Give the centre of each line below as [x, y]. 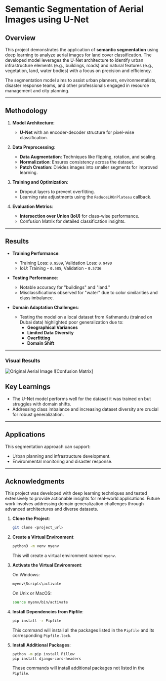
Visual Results [23, 361]
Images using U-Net [47, 20]
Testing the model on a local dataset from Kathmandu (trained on [86, 317]
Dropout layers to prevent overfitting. [57, 192]
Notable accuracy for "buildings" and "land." [65, 287]
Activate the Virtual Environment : [47, 565]
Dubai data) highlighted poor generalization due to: [71, 322]
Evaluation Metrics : [33, 206]
